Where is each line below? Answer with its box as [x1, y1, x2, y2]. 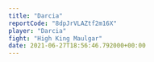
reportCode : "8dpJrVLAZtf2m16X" [8, 19, 117, 27]
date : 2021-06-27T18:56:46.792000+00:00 [8, 42, 147, 50]
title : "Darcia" [8, 11, 63, 20]
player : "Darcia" [8, 27, 67, 35]
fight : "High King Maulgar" [8, 34, 103, 43]
